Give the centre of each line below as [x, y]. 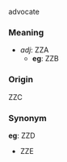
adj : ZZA [34, 50]
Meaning [26, 32]
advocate [24, 12]
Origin [21, 80]
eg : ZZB [45, 59]
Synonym [27, 118]
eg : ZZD [22, 135]
